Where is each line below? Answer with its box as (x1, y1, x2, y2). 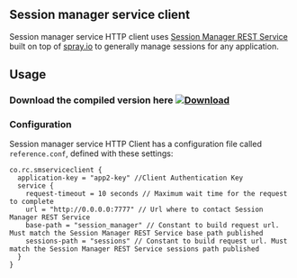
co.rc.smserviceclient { (9, 166, 103, 175)
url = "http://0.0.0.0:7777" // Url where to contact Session (25, 205, 264, 215)
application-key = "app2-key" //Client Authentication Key (17, 173, 244, 183)
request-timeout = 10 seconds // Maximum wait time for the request (25, 190, 288, 199)
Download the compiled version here (9, 94, 174, 107)
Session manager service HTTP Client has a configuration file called (9, 139, 263, 150)
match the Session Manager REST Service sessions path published (9, 245, 259, 254)
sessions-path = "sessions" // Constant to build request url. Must (25, 236, 288, 246)
